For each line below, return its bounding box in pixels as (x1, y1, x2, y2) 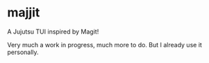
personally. (7, 48, 40, 56)
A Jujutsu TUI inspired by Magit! (7, 27, 99, 36)
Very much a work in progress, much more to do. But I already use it (7, 40, 203, 49)
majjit (7, 5, 40, 21)
